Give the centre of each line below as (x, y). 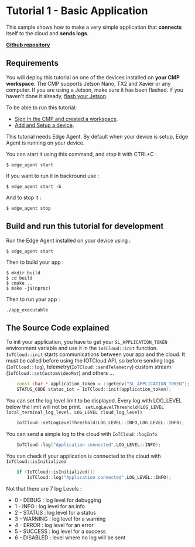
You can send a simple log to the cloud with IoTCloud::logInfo (82, 434)
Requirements (32, 63)
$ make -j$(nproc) (28, 288)
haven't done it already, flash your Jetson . (57, 96)
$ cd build (19, 278)
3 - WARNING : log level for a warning (60, 519)
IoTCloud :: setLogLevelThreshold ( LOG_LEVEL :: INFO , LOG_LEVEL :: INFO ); (100, 423)
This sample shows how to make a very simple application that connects (94, 27)
